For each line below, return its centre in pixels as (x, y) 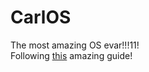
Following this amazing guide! (71, 55)
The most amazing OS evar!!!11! (75, 45)
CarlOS (41, 17)
